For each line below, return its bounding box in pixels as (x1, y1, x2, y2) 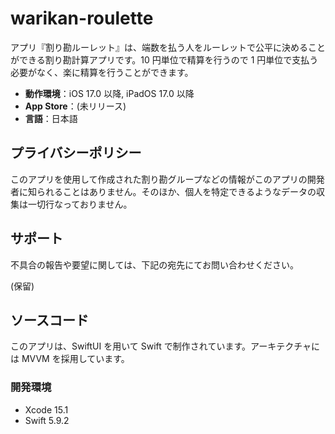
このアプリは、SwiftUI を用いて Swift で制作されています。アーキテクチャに (10, 340, 320, 352)
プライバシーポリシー (10, 145, 142, 162)
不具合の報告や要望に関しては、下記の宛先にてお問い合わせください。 (10, 258, 299, 271)
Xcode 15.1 (24, 403, 69, 416)
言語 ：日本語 (24, 112, 78, 124)
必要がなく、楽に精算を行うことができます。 (10, 66, 194, 78)
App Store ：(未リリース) (24, 100, 127, 112)
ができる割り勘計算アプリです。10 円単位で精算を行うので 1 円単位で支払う (10, 53, 319, 66)
